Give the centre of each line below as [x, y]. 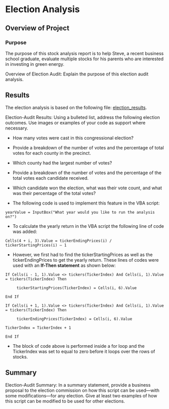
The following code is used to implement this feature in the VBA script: [86, 203]
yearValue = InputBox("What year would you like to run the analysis [80, 212]
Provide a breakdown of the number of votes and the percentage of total [88, 147]
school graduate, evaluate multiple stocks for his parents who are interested [85, 59]
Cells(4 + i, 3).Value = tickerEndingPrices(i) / [59, 241]
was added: [25, 231]
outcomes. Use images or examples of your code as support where [75, 122]
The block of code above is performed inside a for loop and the [79, 346]
